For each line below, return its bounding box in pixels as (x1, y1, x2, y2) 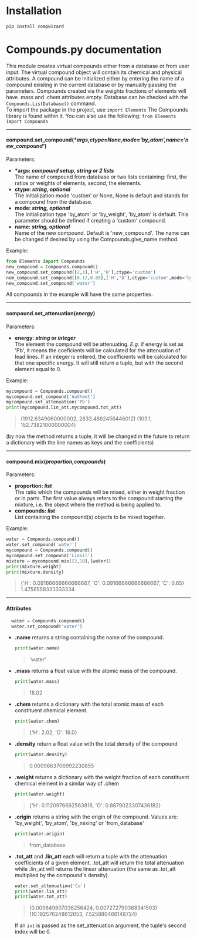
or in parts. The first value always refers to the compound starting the (14, 495, 183, 502)
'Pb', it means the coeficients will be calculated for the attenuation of (14, 346, 181, 353)
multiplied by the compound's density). (14, 871, 110, 878)
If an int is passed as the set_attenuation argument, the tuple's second (14, 922, 186, 929)
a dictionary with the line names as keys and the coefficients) (6, 439, 154, 446)
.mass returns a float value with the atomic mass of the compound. (14, 668, 177, 675)
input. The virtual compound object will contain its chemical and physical (6, 69, 182, 76)
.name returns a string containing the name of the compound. (14, 634, 164, 641)
